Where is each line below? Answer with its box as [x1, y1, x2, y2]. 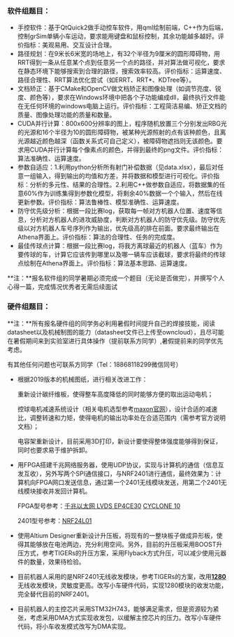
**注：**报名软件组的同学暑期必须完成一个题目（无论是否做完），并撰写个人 [7, 274, 225, 282]
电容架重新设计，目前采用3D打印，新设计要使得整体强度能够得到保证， [17, 437, 222, 445]
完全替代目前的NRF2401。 [17, 590, 93, 598]
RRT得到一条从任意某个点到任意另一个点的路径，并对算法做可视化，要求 [17, 58, 226, 67]
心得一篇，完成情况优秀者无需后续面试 [7, 283, 117, 291]
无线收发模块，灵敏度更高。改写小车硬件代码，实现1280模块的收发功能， [17, 581, 228, 590]
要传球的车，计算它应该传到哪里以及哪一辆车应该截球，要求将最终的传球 [17, 250, 226, 259]
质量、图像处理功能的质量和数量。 [17, 110, 116, 119]
